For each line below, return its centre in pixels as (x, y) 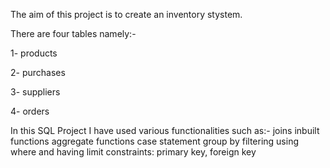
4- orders (30, 111)
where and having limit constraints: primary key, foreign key (133, 152)
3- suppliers (35, 92)
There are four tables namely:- (73, 33)
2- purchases (38, 72)
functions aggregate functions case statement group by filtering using (155, 141)
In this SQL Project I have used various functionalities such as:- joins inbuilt (165, 130)
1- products (34, 53)
